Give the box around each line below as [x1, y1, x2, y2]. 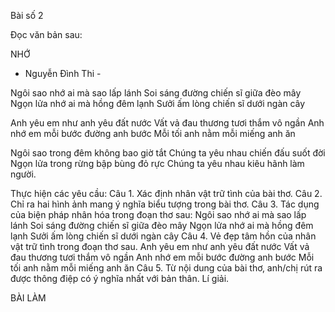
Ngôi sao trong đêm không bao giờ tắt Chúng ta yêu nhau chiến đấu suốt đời [10, 147, 326, 159]
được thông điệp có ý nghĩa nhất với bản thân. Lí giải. [10, 273, 230, 284]
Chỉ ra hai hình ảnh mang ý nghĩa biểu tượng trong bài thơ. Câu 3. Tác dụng [10, 198, 320, 210]
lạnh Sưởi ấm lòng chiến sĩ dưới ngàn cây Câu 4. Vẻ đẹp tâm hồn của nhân [10, 230, 317, 242]
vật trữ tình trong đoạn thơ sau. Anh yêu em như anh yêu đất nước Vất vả [10, 241, 310, 252]
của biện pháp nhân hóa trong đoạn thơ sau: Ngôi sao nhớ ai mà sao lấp [10, 209, 307, 220]
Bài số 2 [10, 10, 44, 21]
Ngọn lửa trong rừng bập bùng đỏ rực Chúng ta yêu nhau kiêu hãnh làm [10, 158, 305, 169]
